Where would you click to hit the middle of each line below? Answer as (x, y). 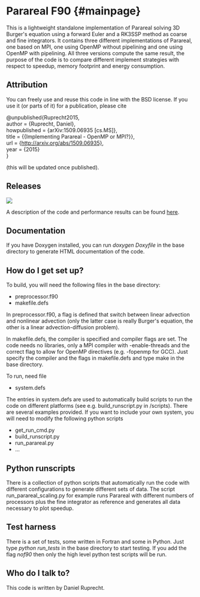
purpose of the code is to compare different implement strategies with (93, 59)
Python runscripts (41, 468)
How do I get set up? (45, 271)
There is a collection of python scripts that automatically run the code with (98, 483)
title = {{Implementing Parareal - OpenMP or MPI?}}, (70, 136)
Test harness (31, 527)
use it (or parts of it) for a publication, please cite (66, 106)
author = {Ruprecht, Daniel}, (41, 124)
